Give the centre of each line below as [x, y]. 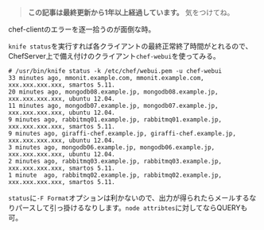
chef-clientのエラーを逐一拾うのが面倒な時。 [82, 29]
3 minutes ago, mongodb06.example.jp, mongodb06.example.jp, [112, 148]
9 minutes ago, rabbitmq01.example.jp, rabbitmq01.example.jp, [115, 120]
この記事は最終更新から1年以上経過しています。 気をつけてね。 [131, 12]
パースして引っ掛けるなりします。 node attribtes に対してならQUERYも [131, 208]
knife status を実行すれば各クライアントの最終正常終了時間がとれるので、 [130, 46]
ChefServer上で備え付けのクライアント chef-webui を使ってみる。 [114, 56]
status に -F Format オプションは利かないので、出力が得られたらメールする [129, 198]
